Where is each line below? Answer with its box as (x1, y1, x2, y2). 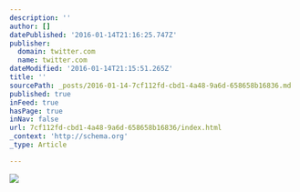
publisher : (9, 38, 51, 48)
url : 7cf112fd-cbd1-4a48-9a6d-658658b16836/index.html (9, 124, 222, 133)
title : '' (9, 73, 47, 82)
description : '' (9, 13, 71, 23)
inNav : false (9, 115, 59, 124)
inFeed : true (9, 97, 59, 107)
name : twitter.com (17, 56, 88, 65)
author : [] (9, 22, 51, 31)
